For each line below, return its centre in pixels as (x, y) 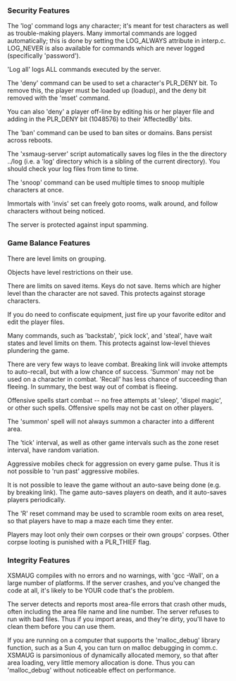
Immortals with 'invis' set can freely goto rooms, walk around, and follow (113, 204)
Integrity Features (39, 560)
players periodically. (36, 499)
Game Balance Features (49, 243)
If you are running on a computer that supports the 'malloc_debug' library (114, 640)
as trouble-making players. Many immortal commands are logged (102, 33)
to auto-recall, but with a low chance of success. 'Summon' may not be (111, 371)
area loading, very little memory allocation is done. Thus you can (101, 662)
